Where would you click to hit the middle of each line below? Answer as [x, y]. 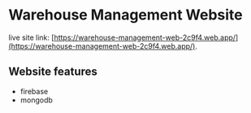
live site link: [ [31, 37]
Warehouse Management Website [125, 15]
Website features [53, 72]
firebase [34, 91]
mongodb [36, 100]
